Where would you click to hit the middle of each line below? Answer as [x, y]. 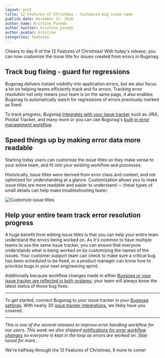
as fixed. [14, 104]
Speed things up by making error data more [73, 140]
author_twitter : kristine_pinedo [39, 28]
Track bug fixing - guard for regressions [68, 72]
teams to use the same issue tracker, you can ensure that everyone [73, 245]
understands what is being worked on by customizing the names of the [77, 250]
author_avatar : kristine [30, 33]
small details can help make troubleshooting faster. [56, 190]
